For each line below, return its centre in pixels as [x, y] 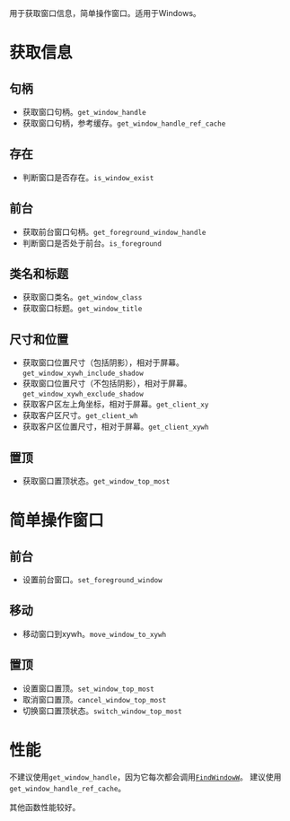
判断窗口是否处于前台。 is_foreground [92, 243]
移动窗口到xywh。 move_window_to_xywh [94, 633]
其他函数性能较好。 [45, 807]
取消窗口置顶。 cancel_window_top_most [94, 699]
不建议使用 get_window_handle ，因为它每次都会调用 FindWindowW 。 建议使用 [145, 777]
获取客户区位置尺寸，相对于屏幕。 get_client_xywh [115, 427]
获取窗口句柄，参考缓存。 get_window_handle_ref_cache [124, 123]
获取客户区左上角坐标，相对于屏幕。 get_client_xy [115, 404]
